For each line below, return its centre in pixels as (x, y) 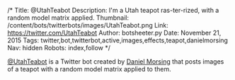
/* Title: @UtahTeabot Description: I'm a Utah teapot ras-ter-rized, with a (113, 10)
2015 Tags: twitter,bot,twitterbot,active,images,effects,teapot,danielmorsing (118, 40)
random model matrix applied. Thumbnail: (68, 18)
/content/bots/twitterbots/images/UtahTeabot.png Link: (88, 25)
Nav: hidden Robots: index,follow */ (59, 48)
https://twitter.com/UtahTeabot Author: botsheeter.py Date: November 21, (114, 33)
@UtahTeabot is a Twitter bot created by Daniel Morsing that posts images (116, 62)
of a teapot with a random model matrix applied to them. (89, 69)
